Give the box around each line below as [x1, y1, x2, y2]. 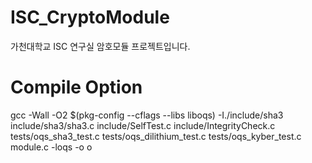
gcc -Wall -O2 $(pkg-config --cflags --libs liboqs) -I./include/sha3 [10, 109, 284, 121]
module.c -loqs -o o [10, 141, 93, 153]
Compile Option [10, 76, 143, 99]
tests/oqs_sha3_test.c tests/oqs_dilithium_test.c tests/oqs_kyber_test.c [10, 130, 302, 142]
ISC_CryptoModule [10, 6, 170, 29]
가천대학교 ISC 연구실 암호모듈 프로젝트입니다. [10, 40, 191, 52]
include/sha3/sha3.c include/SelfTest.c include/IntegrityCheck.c [10, 119, 276, 131]
